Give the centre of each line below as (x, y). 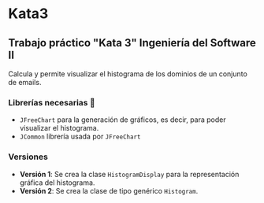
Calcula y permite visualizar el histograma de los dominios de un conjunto (128, 74)
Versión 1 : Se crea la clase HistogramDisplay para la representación (129, 174)
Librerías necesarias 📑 (52, 102)
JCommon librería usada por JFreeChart (80, 137)
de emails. (25, 82)
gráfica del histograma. (57, 183)
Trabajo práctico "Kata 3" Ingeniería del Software (132, 43)
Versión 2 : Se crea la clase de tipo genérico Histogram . (109, 190)
